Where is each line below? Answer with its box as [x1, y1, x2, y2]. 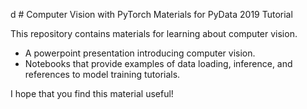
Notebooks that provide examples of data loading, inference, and [24, 58, 293, 69]
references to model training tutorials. [24, 69, 181, 80]
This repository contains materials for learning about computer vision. [10, 28, 298, 39]
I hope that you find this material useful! [10, 88, 174, 99]
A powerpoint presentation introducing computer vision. [24, 47, 256, 59]
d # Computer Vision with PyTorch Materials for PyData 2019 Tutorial [10, 9, 293, 20]
